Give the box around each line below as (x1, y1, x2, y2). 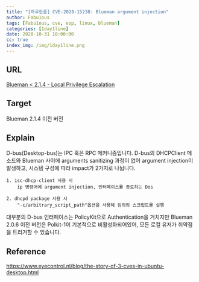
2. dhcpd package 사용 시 (6, 196, 68, 202)
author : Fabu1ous (6, 14, 50, 20)
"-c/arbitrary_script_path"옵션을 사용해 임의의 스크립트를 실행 (17, 202, 165, 208)
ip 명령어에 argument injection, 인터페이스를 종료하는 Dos (17, 184, 154, 190)
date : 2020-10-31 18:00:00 (6, 31, 74, 37)
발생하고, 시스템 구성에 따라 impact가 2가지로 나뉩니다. (6, 164, 136, 172)
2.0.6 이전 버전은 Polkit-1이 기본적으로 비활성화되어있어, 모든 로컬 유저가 (6, 221, 177, 228)
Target (6, 98, 32, 108)
